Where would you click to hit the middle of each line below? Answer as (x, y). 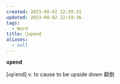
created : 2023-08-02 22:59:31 (44, 12)
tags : (13, 23)
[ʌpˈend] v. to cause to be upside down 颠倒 (60, 74)
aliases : (17, 40)
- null (20, 46)
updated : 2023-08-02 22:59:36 (44, 17)
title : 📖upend (24, 34)
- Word (20, 28)
